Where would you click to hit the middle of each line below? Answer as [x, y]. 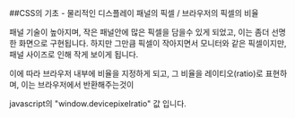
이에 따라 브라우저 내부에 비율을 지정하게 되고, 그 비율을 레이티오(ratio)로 [136, 73]
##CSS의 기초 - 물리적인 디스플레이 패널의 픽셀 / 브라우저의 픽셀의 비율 [134, 13]
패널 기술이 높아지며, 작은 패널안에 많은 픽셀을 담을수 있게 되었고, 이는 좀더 [139, 32]
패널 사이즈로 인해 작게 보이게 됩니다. [74, 55]
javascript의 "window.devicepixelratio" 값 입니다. [98, 104]
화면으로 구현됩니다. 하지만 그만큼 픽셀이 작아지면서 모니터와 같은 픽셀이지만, [152, 43]
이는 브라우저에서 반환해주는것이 [78, 84]
